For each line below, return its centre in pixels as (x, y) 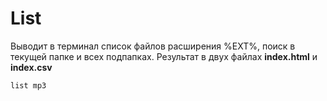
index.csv (31, 67)
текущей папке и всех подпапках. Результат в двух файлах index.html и (164, 56)
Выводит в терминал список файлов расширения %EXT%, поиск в (153, 46)
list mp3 (28, 85)
